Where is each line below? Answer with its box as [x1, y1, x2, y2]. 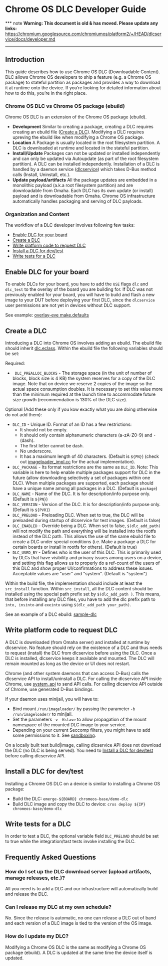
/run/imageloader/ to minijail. [12, 711, 73, 717]
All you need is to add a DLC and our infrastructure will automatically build [5, 886, 158, 892]
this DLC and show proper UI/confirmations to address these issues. [12, 565, 153, 571]
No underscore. [19, 448, 52, 454]
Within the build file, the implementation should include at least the [5, 580, 142, 586]
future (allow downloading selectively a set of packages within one [12, 474, 150, 480]
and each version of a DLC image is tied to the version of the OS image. [5, 920, 152, 926]
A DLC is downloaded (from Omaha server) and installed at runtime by [5, 639, 150, 645]
